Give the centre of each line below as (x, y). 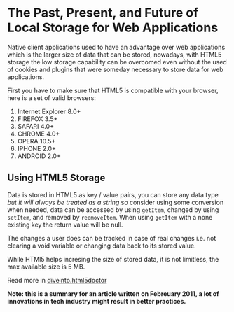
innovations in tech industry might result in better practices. (97, 301)
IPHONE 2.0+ (36, 148)
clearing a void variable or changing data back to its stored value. (102, 246)
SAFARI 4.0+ (36, 126)
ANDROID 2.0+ (39, 156)
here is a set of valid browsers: (52, 98)
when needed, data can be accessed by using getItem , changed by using (113, 210)
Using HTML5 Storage (56, 178)
